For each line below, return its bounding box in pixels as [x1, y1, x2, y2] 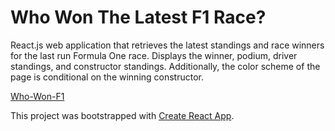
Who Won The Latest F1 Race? [10, 6, 267, 29]
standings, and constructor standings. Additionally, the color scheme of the [10, 60, 321, 72]
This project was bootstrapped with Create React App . [10, 109, 235, 121]
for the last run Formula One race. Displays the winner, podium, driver [10, 49, 298, 61]
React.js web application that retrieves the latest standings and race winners [10, 39, 325, 51]
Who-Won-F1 [10, 90, 65, 102]
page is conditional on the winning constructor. [10, 71, 205, 83]
